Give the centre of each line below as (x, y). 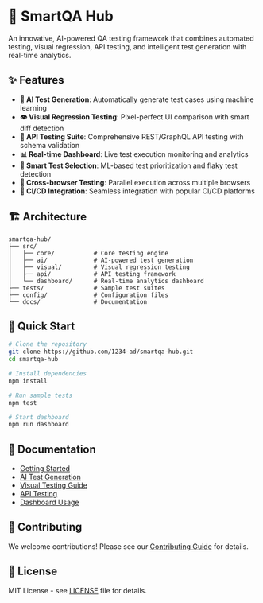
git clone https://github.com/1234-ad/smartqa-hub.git (101, 352)
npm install (28, 381)
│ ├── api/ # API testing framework (92, 274)
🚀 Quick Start (42, 326)
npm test (23, 403)
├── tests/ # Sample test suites (87, 288)
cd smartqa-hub (33, 360)
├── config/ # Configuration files (89, 295)
